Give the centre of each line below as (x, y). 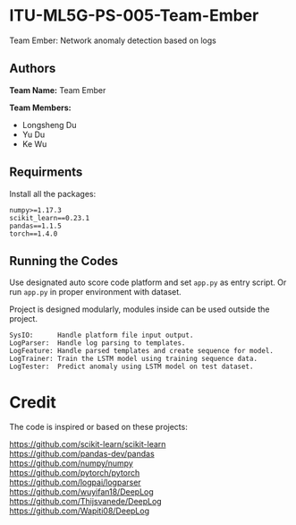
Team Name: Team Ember (58, 90)
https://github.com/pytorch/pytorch (75, 473)
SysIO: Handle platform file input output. (101, 336)
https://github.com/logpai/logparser (75, 482)
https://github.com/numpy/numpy (72, 463)
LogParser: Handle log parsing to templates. (97, 343)
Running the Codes (64, 261)
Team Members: (40, 108)
